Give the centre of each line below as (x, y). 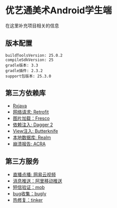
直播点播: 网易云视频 (34, 175)
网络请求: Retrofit (31, 112)
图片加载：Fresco (31, 118)
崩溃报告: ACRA (29, 144)
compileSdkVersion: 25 (29, 60)
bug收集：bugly (29, 194)
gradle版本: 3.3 (22, 65)
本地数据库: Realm (32, 137)
